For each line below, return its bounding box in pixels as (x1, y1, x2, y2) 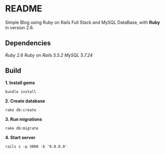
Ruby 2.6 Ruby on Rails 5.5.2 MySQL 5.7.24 (5, 52, 93, 58)
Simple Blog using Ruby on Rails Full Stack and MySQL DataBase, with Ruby (5, 19, 161, 25)
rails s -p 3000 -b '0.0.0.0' (5, 144, 68, 149)
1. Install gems (5, 80, 36, 86)
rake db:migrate (5, 126, 39, 131)
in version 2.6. (5, 24, 34, 30)
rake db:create (5, 107, 37, 112)
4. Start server (5, 134, 36, 140)
